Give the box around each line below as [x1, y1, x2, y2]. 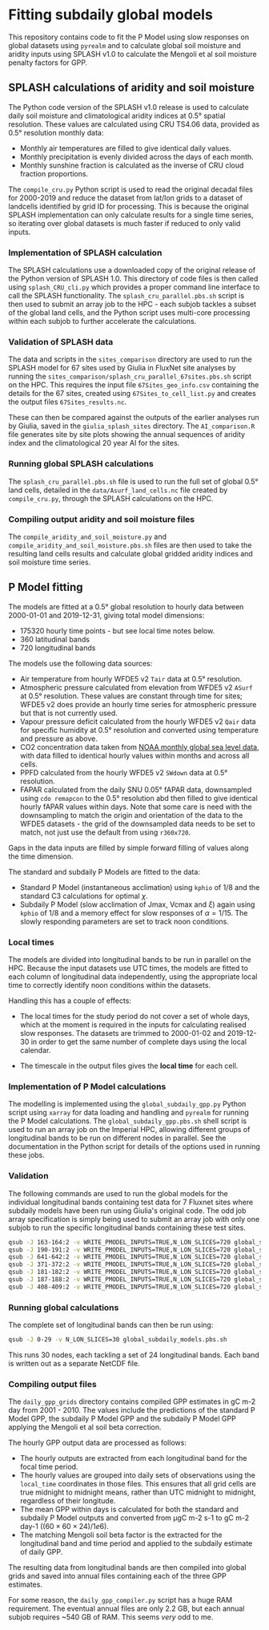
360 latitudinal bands [19, 634, 90, 644]
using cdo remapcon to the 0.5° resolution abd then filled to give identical [19, 793, 258, 803]
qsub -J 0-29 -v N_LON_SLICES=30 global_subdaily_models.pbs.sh [8, 1336, 227, 1344]
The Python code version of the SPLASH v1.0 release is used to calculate [8, 102, 250, 111]
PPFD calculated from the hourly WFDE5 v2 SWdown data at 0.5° [19, 767, 228, 777]
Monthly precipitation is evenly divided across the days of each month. [19, 152, 254, 161]
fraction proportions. [19, 168, 89, 178]
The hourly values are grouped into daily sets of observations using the [19, 1470, 256, 1480]
